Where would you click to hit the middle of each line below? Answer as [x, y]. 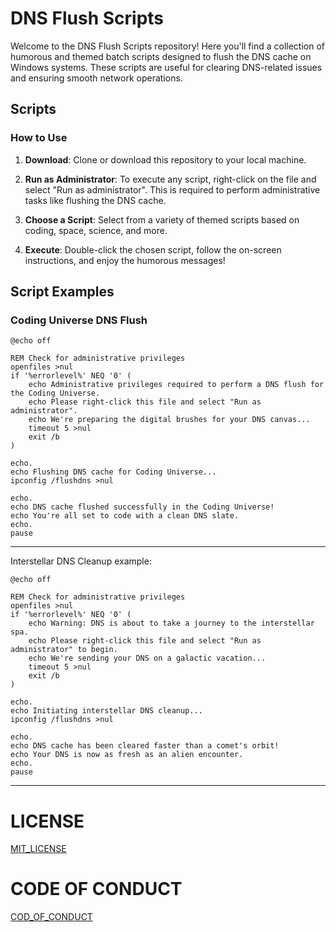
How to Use [39, 138]
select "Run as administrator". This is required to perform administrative [172, 189]
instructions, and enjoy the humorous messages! [125, 260]
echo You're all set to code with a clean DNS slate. [125, 516]
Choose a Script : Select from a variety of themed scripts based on [162, 219]
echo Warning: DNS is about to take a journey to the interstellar [171, 623]
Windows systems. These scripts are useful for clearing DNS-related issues [166, 67]
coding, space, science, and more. [96, 230]
